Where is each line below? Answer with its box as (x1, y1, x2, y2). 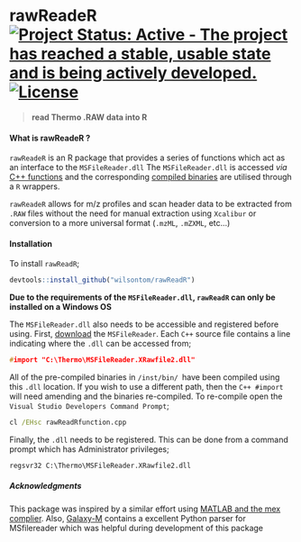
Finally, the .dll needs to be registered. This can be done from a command (9, 434, 288, 445)
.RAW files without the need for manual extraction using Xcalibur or (9, 208, 257, 219)
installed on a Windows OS (9, 302, 113, 312)
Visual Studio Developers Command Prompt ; (9, 401, 169, 411)
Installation (9, 238, 52, 248)
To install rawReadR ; (9, 258, 80, 269)
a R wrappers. (9, 181, 60, 192)
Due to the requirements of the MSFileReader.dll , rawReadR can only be (9, 292, 277, 303)
